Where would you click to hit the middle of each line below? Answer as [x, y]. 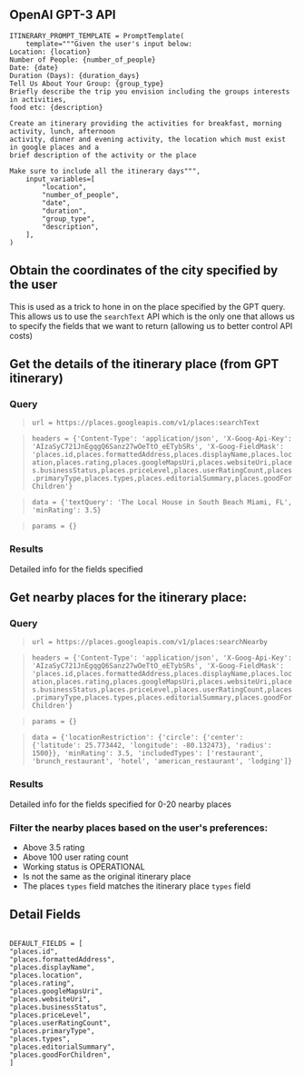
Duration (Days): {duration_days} [75, 75]
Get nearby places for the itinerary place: [128, 597]
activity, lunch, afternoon [63, 131]
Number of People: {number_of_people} [83, 60]
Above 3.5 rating [54, 847]
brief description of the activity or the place [103, 155]
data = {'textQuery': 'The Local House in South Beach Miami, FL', [162, 503]
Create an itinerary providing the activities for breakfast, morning [146, 123]
